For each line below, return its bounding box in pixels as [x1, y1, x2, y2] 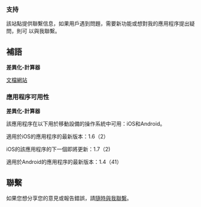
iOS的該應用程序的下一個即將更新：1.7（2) [6, 145, 111, 153]
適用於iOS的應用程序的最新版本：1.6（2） [6, 133, 109, 140]
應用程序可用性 [6, 93, 50, 101]
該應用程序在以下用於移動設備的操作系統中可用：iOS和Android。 [6, 120, 166, 127]
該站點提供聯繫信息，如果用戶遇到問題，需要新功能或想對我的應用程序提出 [6, 20, 190, 28]
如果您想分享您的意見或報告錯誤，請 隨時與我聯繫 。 [6, 194, 132, 202]
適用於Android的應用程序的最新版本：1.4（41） [6, 159, 123, 166]
